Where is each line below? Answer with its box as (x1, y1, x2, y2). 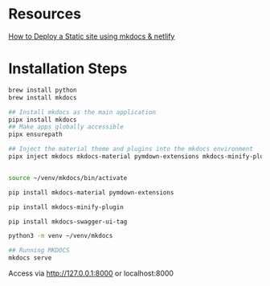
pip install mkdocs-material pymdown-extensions (8, 188, 174, 197)
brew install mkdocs (8, 93, 78, 101)
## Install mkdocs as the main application (8, 108, 157, 116)
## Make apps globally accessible (8, 123, 125, 131)
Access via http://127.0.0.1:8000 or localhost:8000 (8, 268, 174, 278)
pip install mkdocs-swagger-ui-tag (8, 218, 128, 226)
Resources (8, 5, 82, 23)
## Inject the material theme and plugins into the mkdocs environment (8, 145, 253, 153)
